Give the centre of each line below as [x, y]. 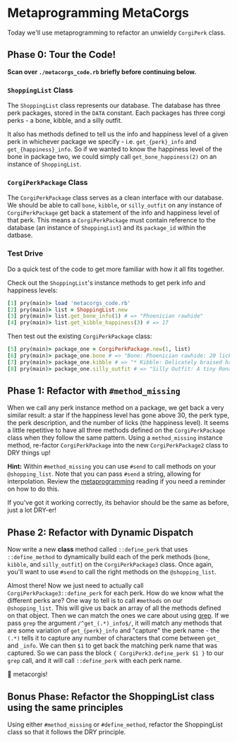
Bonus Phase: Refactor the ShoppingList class [111, 696]
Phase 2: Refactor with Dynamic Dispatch [101, 532]
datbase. [20, 235]
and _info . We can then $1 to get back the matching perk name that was [112, 646]
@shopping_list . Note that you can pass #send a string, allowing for [104, 474]
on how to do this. [34, 489]
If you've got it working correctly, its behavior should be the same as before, [118, 503]
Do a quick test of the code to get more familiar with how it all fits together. [116, 269]
